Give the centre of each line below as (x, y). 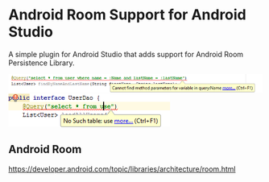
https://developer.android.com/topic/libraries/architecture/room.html (122, 169)
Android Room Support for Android (128, 15)
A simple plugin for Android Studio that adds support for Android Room (126, 54)
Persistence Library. (41, 63)
